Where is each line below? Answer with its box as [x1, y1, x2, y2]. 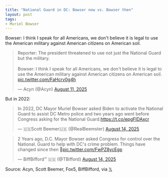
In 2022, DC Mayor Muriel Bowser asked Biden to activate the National [17, 105, 163, 111]
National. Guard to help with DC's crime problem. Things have [17, 141, 145, 147]
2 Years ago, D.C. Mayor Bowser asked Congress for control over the [17, 136, 160, 142]
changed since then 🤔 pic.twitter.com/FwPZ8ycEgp [17, 146, 123, 152]
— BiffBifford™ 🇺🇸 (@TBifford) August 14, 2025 [17, 156, 116, 162]
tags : [5, 16, 17, 21]
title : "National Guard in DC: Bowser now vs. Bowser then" [5, 7, 134, 12]
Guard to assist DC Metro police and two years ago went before [17, 111, 149, 117]
